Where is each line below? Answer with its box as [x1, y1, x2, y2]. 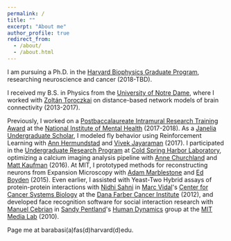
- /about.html [13, 49, 54, 56]
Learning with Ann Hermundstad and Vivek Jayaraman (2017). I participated [7, 139, 224, 147]
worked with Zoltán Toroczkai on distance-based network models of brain [7, 96, 219, 104]
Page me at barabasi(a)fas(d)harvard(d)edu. [7, 226, 134, 234]
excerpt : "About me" [7, 23, 67, 30]
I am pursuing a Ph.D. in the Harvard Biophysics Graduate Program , [7, 67, 200, 76]
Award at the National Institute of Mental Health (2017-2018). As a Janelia [7, 124, 216, 132]
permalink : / [7, 10, 45, 17]
